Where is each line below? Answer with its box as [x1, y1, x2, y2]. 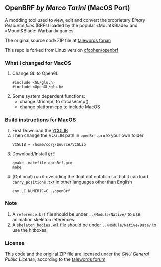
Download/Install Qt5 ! [12, 151, 56, 157]
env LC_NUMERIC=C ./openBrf [12, 189, 70, 194]
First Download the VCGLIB [12, 128, 68, 133]
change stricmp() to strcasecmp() [19, 99, 89, 105]
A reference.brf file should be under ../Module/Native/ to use [12, 211, 141, 217]
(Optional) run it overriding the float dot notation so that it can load [12, 174, 148, 180]
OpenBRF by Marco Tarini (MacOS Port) [5, 4, 130, 12]
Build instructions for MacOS [5, 116, 76, 123]
